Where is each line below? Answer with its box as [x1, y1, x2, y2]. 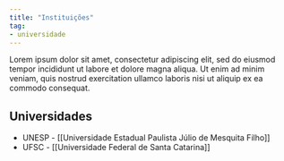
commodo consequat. [9, 82, 90, 94]
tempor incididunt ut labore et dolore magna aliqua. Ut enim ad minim [9, 64, 265, 74]
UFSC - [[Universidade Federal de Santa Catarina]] [22, 142, 211, 153]
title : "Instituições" [9, 13, 94, 22]
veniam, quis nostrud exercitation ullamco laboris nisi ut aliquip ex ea [9, 73, 263, 84]
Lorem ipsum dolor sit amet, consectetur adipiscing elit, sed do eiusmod [9, 55, 276, 65]
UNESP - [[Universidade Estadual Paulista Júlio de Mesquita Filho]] [22, 132, 271, 143]
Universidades [9, 108, 92, 123]
